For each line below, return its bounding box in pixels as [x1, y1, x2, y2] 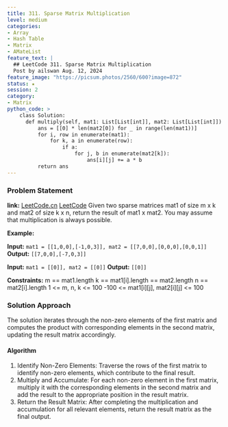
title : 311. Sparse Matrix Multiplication [7, 10, 130, 17]
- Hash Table [7, 36, 45, 42]
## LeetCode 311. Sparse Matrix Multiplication [13, 61, 152, 68]
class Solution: [19, 112, 66, 119]
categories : [7, 23, 41, 29]
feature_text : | [7, 55, 53, 62]
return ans [37, 162, 69, 170]
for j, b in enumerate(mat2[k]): [74, 150, 170, 158]
